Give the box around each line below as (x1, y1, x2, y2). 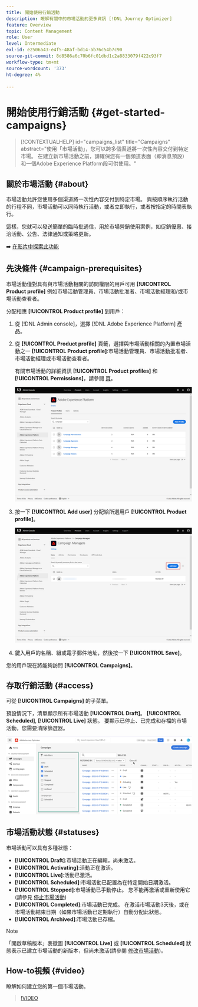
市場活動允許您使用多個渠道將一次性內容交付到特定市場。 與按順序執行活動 (6, 196, 189, 203)
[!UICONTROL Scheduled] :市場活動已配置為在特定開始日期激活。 (14, 878, 174, 886)
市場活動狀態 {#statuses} (6, 827, 100, 837)
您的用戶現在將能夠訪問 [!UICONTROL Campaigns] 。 (6, 662, 136, 669)
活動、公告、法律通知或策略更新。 (11, 231, 94, 237)
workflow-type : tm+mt (6, 59, 60, 65)
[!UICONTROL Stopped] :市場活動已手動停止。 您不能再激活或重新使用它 (14, 886, 190, 893)
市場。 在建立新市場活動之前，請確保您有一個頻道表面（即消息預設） (20, 153, 187, 160)
